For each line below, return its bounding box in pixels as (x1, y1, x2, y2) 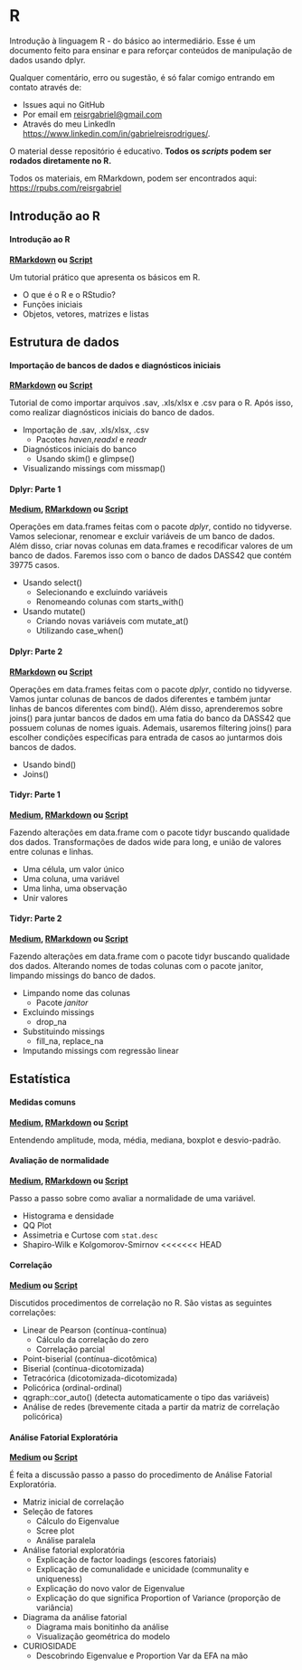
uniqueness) (35, 1573, 83, 1584)
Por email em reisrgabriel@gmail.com (22, 109, 163, 119)
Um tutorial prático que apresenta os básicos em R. (9, 271, 201, 282)
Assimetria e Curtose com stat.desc (22, 1229, 158, 1240)
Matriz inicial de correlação (22, 1496, 125, 1507)
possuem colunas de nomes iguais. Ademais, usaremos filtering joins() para (9, 722, 292, 733)
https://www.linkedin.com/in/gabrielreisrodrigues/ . (22, 128, 211, 138)
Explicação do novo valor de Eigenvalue (35, 1583, 185, 1594)
